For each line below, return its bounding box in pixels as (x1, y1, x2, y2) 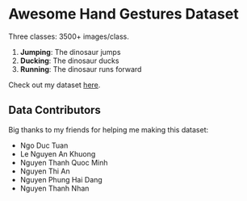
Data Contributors (8, 103, 101, 117)
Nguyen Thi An (19, 166, 70, 176)
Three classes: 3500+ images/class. (8, 31, 129, 41)
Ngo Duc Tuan (19, 140, 69, 150)
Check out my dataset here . (8, 80, 101, 90)
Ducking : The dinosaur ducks (19, 56, 119, 65)
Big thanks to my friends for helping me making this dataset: (8, 124, 209, 134)
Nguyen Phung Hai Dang (19, 174, 103, 184)
